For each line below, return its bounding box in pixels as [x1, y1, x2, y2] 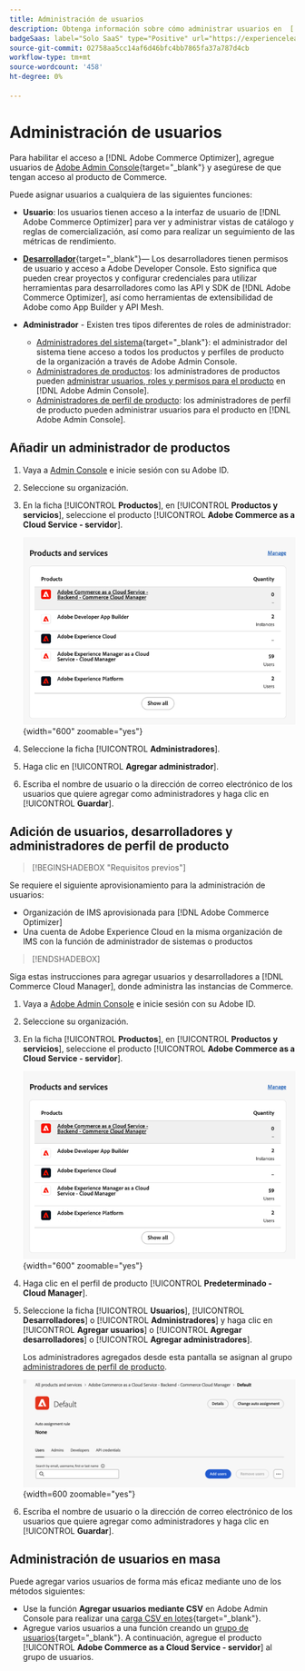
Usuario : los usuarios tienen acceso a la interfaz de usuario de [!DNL [22, 206, 281, 217]
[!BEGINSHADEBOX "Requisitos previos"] [31, 862, 186, 873]
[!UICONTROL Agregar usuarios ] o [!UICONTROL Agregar [22, 1324, 242, 1335]
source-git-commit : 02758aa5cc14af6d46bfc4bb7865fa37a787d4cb [9, 44, 250, 53]
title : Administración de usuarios [9, 15, 144, 24]
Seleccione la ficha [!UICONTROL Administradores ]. [22, 743, 221, 754]
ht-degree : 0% [9, 73, 64, 82]
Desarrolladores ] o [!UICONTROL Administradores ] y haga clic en [22, 1314, 273, 1326]
